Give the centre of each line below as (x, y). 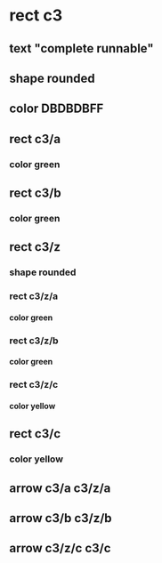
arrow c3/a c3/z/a (60, 488)
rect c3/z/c (34, 385)
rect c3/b (35, 193)
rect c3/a (35, 139)
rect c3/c (35, 434)
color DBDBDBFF (57, 109)
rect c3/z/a (34, 296)
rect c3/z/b (34, 341)
